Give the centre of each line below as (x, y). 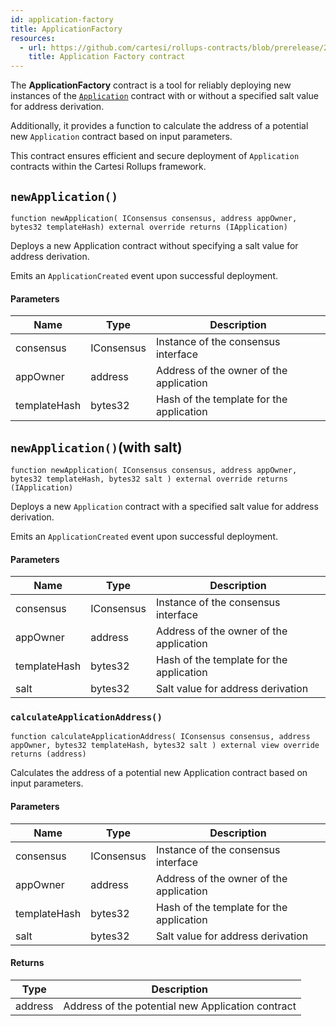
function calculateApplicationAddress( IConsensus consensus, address (160, 737)
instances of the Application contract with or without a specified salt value (164, 96)
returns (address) (48, 754)
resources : (33, 38)
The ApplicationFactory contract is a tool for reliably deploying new (151, 85)
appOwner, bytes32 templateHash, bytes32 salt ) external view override (165, 746)
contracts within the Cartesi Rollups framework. (108, 167)
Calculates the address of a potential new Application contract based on (159, 773)
